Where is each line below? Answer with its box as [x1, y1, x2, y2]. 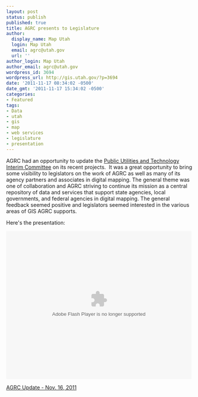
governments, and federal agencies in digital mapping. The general [6, 195, 170, 202]
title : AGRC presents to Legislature [6, 25, 100, 31]
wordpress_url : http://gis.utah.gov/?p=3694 [6, 75, 118, 81]
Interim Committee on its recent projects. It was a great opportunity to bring [6, 164, 193, 171]
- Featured [6, 97, 33, 103]
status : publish [6, 14, 46, 20]
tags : [6, 102, 20, 108]
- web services [6, 130, 44, 136]
